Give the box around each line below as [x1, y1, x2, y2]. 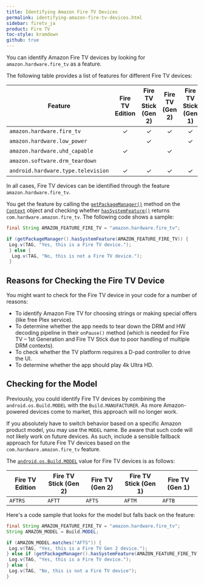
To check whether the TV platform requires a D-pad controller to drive [15, 349, 191, 356]
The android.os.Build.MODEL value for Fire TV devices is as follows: [6, 457, 175, 465]
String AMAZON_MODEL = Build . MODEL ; [6, 529, 99, 535]
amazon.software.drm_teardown [9, 157, 97, 164]
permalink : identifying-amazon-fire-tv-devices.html [6, 15, 143, 21]
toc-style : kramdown [6, 32, 59, 38]
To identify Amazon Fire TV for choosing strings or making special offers [15, 310, 197, 317]
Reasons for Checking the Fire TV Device [6, 275, 165, 286]
